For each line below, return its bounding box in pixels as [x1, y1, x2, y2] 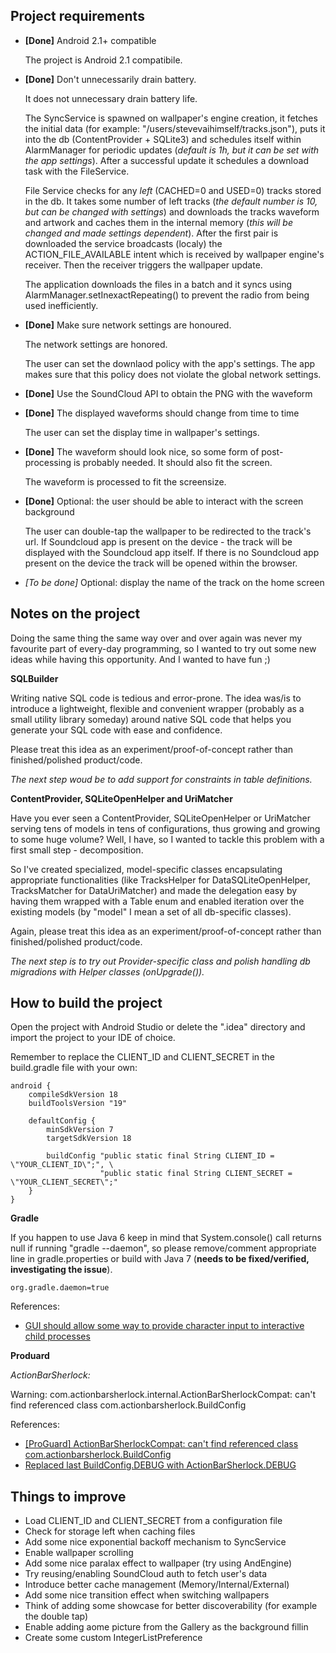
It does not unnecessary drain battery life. [24, 92, 198, 104]
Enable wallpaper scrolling [24, 1547, 134, 1559]
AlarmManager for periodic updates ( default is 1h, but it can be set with [24, 144, 320, 156]
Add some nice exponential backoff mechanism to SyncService [24, 1536, 287, 1548]
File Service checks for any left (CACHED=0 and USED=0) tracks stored [24, 184, 322, 196]
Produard [10, 1350, 50, 1362]
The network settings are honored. [24, 338, 168, 350]
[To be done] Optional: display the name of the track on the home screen [24, 576, 325, 588]
